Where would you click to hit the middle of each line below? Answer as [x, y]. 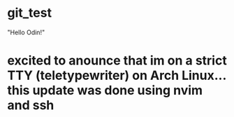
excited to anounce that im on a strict [117, 61]
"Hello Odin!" [26, 32]
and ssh [31, 105]
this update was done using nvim [105, 91]
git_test [30, 13]
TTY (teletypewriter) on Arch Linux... [117, 76]
